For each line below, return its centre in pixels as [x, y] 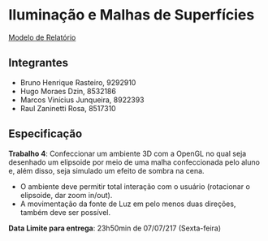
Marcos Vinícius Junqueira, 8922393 [82, 100]
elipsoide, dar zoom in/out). [66, 195]
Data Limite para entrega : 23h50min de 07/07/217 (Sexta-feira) [115, 228]
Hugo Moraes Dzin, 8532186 [68, 91]
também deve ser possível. [65, 212]
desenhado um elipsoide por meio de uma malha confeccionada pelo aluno [134, 162]
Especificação [45, 134]
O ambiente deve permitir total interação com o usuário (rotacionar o [135, 186]
